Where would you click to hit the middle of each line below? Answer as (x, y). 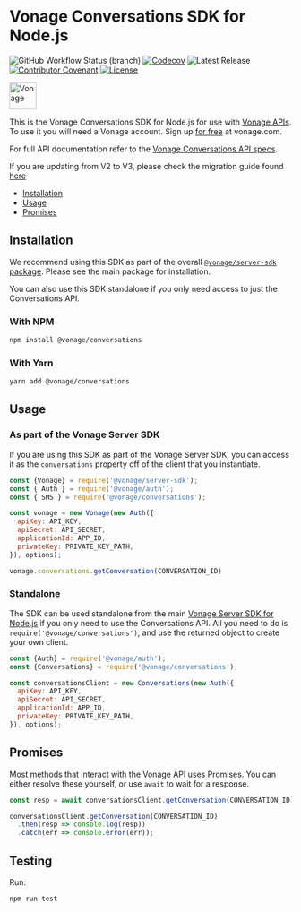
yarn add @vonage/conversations (69, 382)
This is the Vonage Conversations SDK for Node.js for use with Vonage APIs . (150, 122)
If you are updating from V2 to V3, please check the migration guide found (146, 166)
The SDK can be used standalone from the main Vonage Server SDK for (142, 613)
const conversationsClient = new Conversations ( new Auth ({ (122, 683)
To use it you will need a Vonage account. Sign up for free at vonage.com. (146, 131)
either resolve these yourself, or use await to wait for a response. (129, 783)
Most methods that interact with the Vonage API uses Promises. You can (143, 774)
